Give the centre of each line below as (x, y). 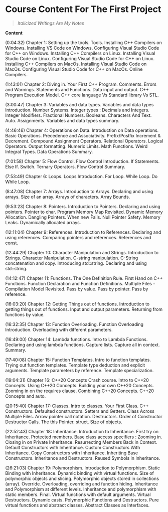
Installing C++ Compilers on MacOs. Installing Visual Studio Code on (76, 64)
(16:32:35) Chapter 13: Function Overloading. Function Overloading (74, 324)
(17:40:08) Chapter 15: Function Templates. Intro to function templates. (78, 360)
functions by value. (25, 314)
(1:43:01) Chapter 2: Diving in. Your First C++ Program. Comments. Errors (81, 84)
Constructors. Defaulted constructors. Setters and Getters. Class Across (80, 411)
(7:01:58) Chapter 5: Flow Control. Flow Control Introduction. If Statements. (82, 161)
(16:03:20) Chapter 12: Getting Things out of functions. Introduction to (77, 304)
